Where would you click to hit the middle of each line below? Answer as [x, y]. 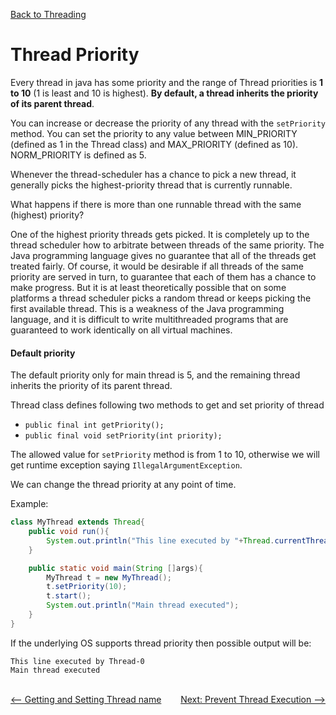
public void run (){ [69, 532]
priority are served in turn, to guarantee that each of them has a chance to [163, 276]
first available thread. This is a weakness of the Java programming [147, 308]
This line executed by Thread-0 [77, 661]
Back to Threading [48, 14]
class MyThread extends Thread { [77, 522]
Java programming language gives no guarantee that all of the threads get [163, 255]
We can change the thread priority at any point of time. [123, 485]
